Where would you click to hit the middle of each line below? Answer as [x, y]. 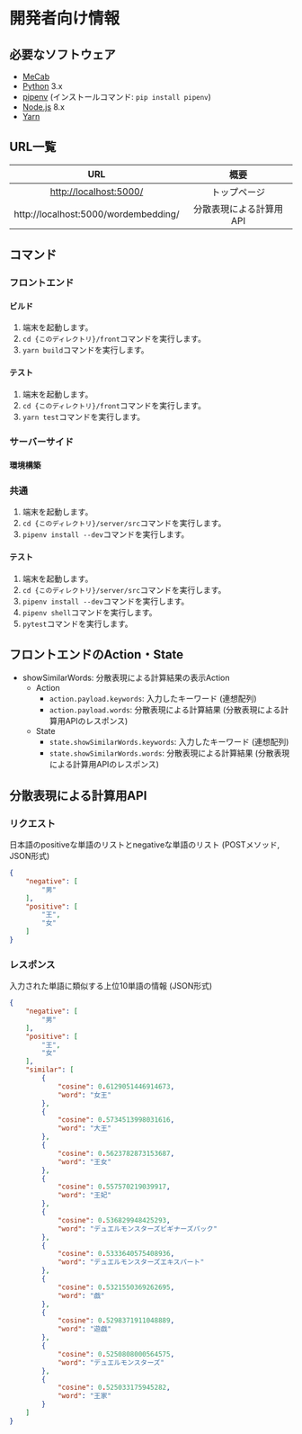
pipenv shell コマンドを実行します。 [89, 612]
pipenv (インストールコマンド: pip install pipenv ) [116, 97]
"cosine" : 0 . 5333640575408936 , [116, 1254]
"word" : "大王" [84, 1129]
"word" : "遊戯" [84, 1329]
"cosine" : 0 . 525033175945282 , [114, 1388]
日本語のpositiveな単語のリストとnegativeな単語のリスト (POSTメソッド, [145, 845]
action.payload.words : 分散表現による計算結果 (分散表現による [165, 710]
